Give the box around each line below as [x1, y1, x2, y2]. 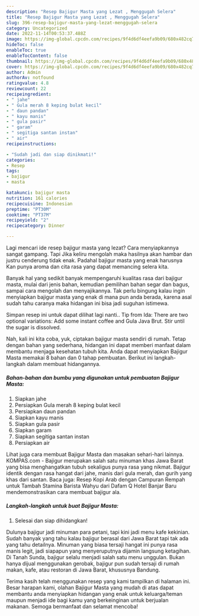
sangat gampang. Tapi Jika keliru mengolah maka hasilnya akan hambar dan [6, 251, 192, 258]
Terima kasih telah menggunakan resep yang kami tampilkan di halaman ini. [6, 577, 191, 585]
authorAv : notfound [6, 75, 54, 81]
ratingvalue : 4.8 [6, 81, 49, 86]
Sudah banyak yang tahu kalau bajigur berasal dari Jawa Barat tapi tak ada [6, 534, 188, 542]
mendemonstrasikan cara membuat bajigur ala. [6, 488, 121, 495]
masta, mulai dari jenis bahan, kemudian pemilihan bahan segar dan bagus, [6, 281, 190, 288]
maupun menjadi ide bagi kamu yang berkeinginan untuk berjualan [6, 596, 169, 604]
